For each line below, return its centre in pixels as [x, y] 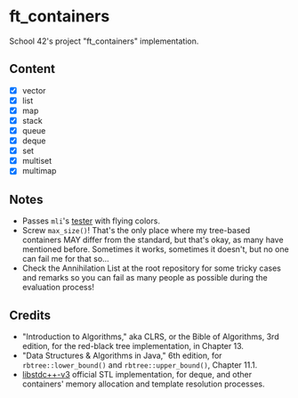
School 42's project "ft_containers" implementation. [104, 41]
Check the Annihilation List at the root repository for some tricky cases [152, 268]
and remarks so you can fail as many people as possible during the [145, 278]
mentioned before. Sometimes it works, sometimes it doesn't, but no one [155, 249]
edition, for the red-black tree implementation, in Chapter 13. [133, 345]
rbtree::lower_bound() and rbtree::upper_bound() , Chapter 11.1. [140, 365]
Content [32, 69]
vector [34, 90]
